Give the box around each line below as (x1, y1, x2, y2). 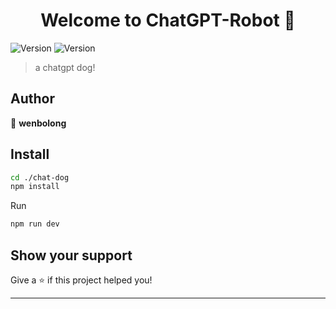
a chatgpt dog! (34, 61, 96, 73)
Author (10, 90, 55, 108)
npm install (10, 182, 60, 192)
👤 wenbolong (10, 117, 67, 129)
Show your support (10, 247, 133, 264)
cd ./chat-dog (10, 172, 70, 183)
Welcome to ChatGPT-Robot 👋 (40, 9, 296, 32)
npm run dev (10, 219, 60, 229)
